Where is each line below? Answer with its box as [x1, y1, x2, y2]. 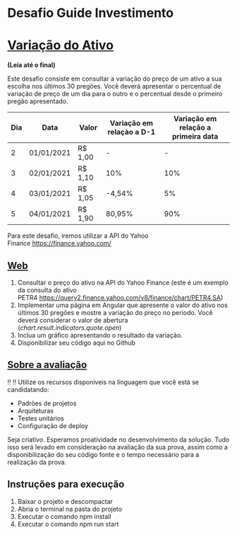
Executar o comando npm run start [17, 519, 119, 528]
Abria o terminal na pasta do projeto [17, 505, 122, 513]
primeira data [171, 132, 219, 142]
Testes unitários [17, 414, 65, 422]
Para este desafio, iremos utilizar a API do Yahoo [7, 231, 149, 240]
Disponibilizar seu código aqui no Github [17, 338, 136, 347]
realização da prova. [7, 458, 67, 466]
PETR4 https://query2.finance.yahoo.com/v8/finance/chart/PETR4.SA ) [17, 293, 224, 301]
